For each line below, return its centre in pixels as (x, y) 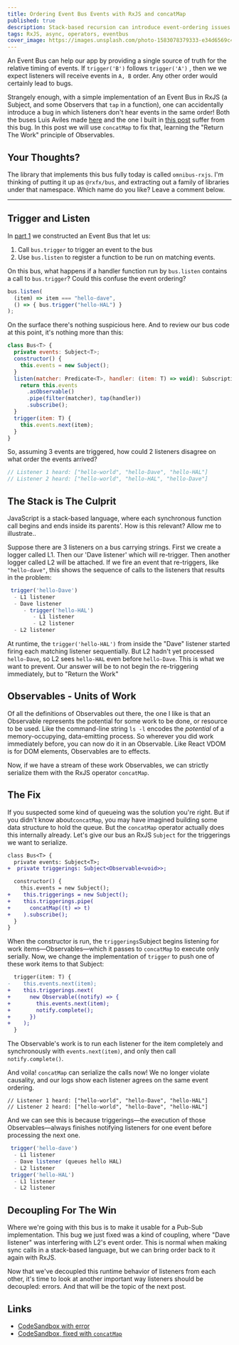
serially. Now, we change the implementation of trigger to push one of (111, 956)
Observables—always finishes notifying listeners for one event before (110, 1128)
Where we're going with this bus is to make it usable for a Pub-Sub (105, 1228)
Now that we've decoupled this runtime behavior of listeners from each (112, 1272)
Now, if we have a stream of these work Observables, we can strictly (108, 765)
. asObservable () (50, 392)
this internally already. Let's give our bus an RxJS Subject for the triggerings (119, 835)
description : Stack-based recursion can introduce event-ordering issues (119, 27)
